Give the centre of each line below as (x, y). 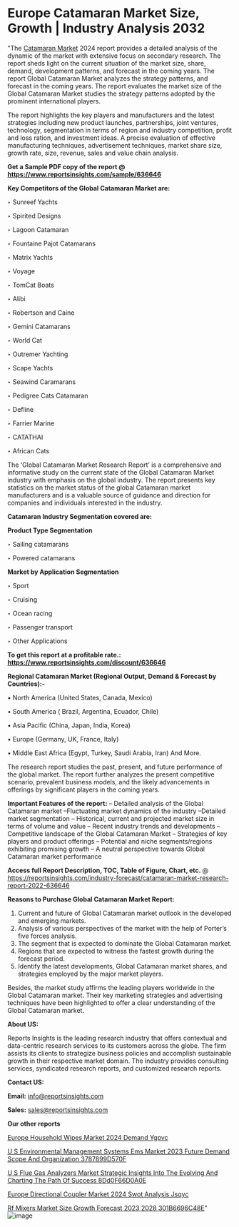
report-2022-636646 (39, 885)
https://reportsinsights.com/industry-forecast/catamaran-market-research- (118, 878)
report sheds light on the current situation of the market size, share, (107, 63)
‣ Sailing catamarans (38, 544)
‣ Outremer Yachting (38, 354)
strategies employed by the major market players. (91, 974)
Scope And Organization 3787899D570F (67, 1158)
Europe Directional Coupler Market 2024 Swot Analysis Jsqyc (98, 1194)
